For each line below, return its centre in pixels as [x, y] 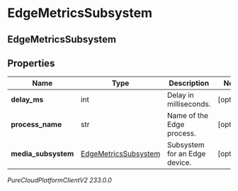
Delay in [181, 95]
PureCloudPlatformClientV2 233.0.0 [59, 180]
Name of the [188, 116]
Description [189, 83]
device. [179, 163]
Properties [31, 63]
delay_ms [27, 99]
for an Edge [186, 154]
